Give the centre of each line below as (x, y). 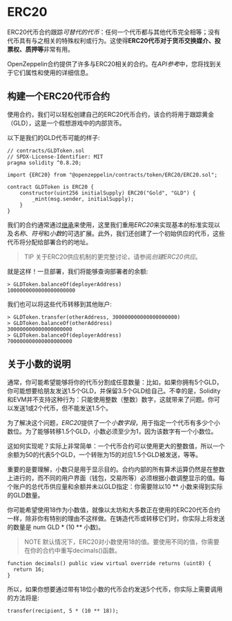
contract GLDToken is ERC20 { (51, 187)
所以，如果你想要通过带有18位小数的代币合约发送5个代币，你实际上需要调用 (115, 589)
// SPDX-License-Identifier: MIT (55, 157)
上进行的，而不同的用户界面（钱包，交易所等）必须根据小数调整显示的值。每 (116, 477)
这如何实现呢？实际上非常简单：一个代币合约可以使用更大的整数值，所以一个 (116, 446)
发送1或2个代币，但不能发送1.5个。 (62, 408)
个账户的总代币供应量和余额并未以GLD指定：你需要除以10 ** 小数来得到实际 (115, 486)
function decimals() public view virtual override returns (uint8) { (109, 563)
